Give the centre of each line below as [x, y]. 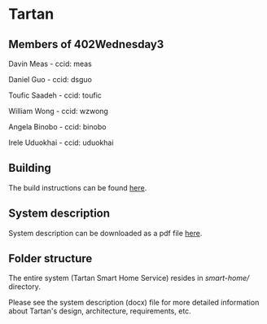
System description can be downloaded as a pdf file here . [105, 233]
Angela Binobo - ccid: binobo [57, 127]
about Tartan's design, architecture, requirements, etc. [100, 311]
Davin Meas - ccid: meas [50, 63]
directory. [24, 287]
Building [30, 168]
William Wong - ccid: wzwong [58, 111]
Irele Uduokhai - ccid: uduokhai [61, 142]
